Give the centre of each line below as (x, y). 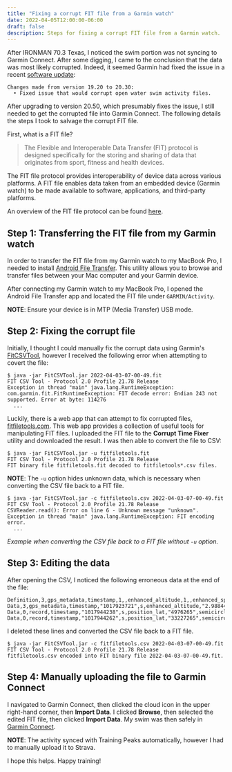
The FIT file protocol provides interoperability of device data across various (114, 176)
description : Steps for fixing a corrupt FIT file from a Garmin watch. (114, 33)
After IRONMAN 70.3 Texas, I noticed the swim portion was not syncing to (112, 53)
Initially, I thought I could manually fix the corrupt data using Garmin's (106, 348)
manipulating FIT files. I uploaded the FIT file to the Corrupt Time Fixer (108, 433)
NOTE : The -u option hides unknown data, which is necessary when (104, 478)
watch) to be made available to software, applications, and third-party (106, 190)
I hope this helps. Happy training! (54, 761)
